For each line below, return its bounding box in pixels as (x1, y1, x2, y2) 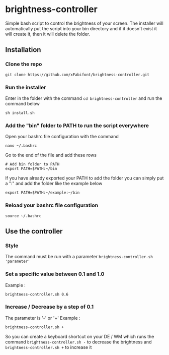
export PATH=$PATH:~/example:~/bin (5, 190, 80, 195)
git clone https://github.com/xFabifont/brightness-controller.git (5, 72, 150, 77)
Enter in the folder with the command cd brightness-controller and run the (5, 95, 162, 101)
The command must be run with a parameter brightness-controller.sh (5, 254, 153, 260)
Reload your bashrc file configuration (5, 202, 99, 209)
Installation (5, 45, 41, 54)
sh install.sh (5, 110, 35, 115)
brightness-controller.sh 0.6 (5, 291, 69, 297)
